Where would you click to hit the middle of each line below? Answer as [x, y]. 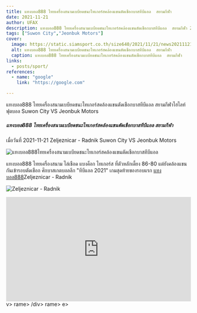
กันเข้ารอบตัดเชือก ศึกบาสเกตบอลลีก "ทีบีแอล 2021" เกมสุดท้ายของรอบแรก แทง [84, 170]
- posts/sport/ [30, 66]
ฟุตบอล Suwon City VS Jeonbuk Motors [52, 111]
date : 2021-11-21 [27, 17]
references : [21, 72]
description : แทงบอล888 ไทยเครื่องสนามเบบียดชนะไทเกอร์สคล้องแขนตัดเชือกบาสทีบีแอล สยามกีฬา [97, 28]
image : [19, 45]
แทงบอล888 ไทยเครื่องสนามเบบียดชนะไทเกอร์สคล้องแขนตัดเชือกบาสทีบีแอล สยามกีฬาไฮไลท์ [96, 104]
